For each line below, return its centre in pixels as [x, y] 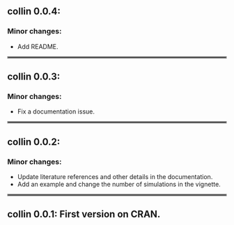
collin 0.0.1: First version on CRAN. [84, 214]
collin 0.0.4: [34, 11]
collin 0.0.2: [34, 142]
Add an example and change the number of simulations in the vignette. [119, 185]
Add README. [38, 46]
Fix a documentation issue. [56, 111]
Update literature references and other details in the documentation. [115, 177]
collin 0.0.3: [34, 77]
